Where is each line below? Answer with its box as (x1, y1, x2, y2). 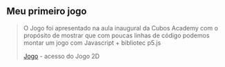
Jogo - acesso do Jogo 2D (23, 52, 100, 60)
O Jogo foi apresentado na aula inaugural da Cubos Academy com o (23, 23, 219, 32)
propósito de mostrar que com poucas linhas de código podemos (23, 31, 210, 39)
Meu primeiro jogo (6, 6, 87, 17)
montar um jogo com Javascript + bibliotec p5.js (23, 38, 162, 47)
